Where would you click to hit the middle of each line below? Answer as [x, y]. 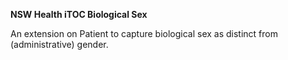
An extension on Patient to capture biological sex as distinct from [144, 33]
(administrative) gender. [59, 44]
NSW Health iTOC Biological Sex [79, 14]
